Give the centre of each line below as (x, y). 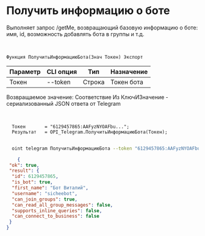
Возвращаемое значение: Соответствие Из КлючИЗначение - (88, 97)
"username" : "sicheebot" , (45, 193)
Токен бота (127, 82)
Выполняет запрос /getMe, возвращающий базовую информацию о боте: (102, 28)
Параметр (25, 72)
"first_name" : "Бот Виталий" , (50, 188)
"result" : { (24, 171)
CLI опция (62, 72)
